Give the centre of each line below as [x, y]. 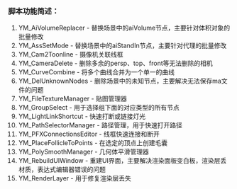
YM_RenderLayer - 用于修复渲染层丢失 [75, 178]
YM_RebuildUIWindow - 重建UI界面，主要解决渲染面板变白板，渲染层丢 [122, 161]
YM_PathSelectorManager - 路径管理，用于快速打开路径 [100, 125]
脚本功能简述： [34, 11]
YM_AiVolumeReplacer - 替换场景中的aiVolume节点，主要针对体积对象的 [124, 28]
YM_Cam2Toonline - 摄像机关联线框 [71, 55]
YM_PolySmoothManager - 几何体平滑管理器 [84, 152]
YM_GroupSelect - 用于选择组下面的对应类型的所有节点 [99, 108]
